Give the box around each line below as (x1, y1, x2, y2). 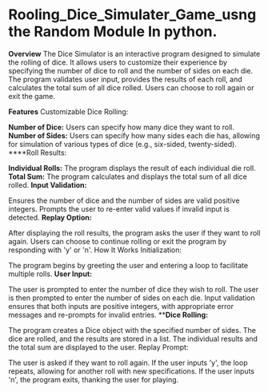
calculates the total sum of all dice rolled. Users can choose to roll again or (8, 82, 254, 93)
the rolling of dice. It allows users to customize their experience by (8, 57, 228, 67)
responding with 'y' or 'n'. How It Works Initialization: (8, 245, 182, 255)
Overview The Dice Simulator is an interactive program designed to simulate (8, 49, 261, 58)
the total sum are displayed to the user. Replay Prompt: (8, 342, 189, 352)
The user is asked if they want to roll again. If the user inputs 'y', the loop (8, 358, 248, 367)
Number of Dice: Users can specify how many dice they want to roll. (8, 122, 234, 132)
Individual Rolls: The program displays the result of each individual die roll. (8, 163, 256, 172)
